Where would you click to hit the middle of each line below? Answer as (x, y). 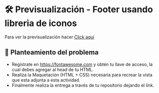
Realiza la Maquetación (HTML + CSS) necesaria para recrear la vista (82, 75)
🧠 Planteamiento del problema (52, 52)
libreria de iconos (41, 23)
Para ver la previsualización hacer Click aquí (49, 37)
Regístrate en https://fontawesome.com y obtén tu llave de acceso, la (82, 64)
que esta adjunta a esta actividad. (46, 80)
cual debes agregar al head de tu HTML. (53, 69)
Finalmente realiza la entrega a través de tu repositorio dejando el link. (83, 85)
